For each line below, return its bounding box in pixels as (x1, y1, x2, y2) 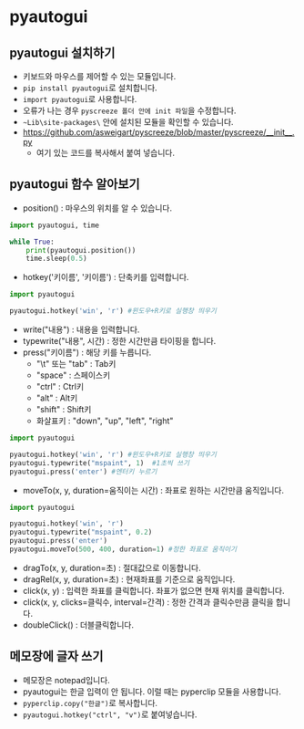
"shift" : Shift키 (35, 404, 92, 415)
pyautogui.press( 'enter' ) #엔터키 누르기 (9, 467, 157, 476)
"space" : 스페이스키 (35, 370, 111, 380)
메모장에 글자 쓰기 (9, 649, 104, 664)
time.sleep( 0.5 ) (25, 254, 88, 264)
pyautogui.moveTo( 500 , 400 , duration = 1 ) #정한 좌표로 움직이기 (9, 545, 238, 554)
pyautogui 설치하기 (9, 45, 116, 60)
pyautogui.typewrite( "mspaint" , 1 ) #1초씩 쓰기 (9, 458, 189, 467)
